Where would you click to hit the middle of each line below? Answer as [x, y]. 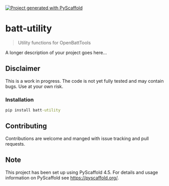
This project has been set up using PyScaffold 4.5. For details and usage [82, 172]
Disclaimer [23, 69]
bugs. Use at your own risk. [34, 86]
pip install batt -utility [33, 110]
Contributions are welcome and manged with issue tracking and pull [77, 138]
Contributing [26, 126]
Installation [20, 100]
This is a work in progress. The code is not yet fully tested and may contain [84, 81]
